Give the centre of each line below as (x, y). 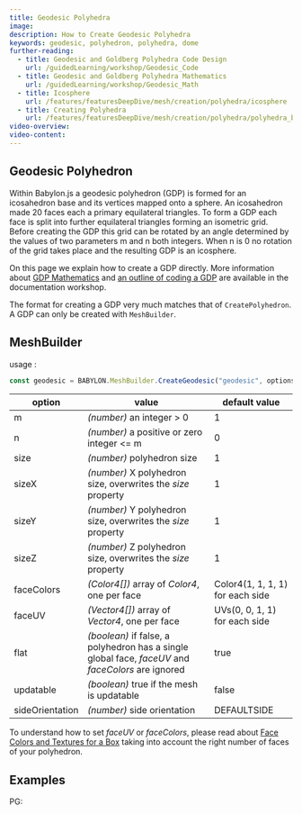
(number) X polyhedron (137, 473)
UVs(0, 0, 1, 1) (245, 610)
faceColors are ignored (136, 670)
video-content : (38, 135)
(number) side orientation (141, 710)
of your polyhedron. (46, 752)
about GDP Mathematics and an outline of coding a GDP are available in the (149, 277)
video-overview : (40, 127)
